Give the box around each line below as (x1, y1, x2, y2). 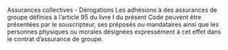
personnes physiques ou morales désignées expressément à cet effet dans (7, 27, 221, 36)
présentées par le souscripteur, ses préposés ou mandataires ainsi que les (7, 21, 219, 28)
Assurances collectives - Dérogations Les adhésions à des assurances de (7, 6, 218, 14)
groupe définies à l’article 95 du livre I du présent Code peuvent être (7, 13, 202, 21)
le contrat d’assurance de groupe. (7, 35, 104, 43)
